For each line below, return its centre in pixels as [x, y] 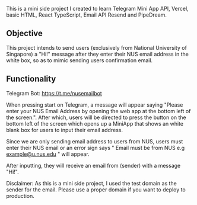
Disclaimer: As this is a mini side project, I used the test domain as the [91, 183]
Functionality [31, 79]
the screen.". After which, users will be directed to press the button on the [96, 117]
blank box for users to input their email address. [65, 130]
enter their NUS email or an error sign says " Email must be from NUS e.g [96, 148]
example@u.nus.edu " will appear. [48, 154]
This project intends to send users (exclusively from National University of [96, 47]
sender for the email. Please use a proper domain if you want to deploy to [96, 190]
